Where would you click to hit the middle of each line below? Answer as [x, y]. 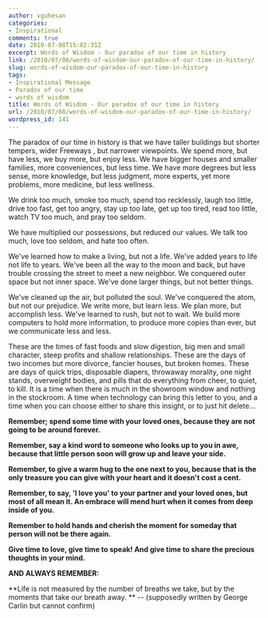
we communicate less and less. [60, 331]
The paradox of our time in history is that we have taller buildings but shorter [134, 142]
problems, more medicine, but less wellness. [81, 184]
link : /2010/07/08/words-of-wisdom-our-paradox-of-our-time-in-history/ [132, 61]
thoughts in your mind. [47, 557]
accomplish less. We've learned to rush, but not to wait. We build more [124, 314]
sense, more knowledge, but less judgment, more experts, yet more [119, 175]
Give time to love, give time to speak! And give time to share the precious [132, 549]
